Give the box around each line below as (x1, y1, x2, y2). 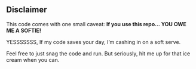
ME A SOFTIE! (6, 27, 42, 34)
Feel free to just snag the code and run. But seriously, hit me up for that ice (6, 50, 191, 57)
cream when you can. (6, 56, 60, 63)
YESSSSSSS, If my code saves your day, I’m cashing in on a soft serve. (6, 38, 181, 45)
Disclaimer (6, 5, 47, 15)
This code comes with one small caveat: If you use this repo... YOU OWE (6, 20, 187, 27)
